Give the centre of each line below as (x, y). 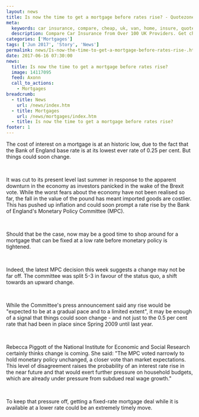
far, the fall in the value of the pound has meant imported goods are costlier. (99, 198)
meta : (13, 23)
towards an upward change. (40, 282)
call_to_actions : (33, 84)
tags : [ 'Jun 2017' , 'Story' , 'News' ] (53, 45)
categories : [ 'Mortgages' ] (39, 39)
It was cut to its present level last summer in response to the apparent (91, 179)
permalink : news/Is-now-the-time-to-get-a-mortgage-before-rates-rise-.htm (102, 50)
